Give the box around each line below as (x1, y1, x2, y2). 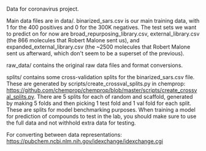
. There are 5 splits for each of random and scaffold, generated (33, 93, 193, 100)
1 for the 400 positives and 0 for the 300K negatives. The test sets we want (6, 24, 197, 31)
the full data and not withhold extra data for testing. (6, 119, 136, 126)
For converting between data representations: (6, 131, 123, 138)
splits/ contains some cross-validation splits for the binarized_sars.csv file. (6, 74, 195, 80)
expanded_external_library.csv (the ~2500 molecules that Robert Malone (6, 43, 191, 50)
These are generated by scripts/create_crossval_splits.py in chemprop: (6, 80, 186, 87)
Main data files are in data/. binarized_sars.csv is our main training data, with (6, 17, 200, 24)
